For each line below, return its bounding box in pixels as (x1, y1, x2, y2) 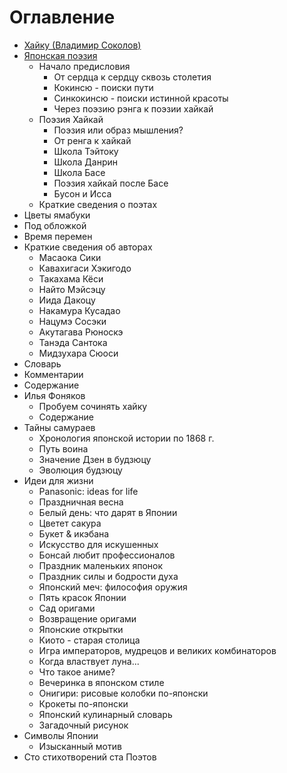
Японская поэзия (23, 49, 98, 61)
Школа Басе (53, 166, 106, 178)
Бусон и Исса (53, 187, 112, 200)
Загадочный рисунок (38, 719, 129, 731)
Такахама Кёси (38, 272, 104, 285)
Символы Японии (23, 729, 99, 741)
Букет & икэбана (38, 527, 110, 540)
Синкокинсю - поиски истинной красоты (53, 92, 229, 104)
